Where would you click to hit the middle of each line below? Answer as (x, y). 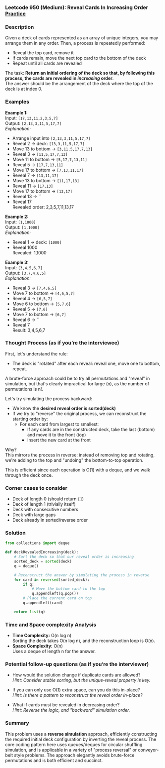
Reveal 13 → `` (27, 196)
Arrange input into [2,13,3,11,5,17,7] (51, 138)
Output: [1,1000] (22, 227)
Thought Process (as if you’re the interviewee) (62, 343)
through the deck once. (29, 475)
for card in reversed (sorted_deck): (52, 580)
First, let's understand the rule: (36, 354)
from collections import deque (37, 543)
